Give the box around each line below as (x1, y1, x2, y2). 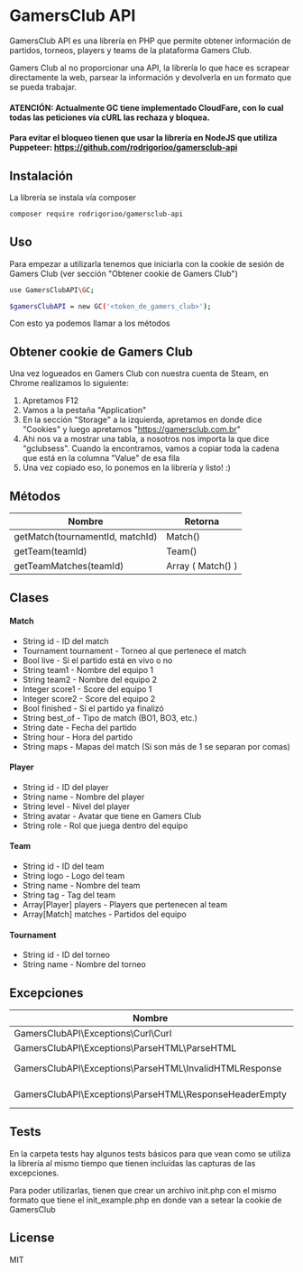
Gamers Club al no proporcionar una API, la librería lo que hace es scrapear (9, 62, 290, 73)
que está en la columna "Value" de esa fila (22, 453, 180, 464)
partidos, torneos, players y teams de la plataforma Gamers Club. (9, 44, 252, 55)
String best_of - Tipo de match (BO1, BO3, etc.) (22, 712, 198, 723)
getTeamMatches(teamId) (14, 560, 124, 572)
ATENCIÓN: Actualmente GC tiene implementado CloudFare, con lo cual (9, 102, 284, 113)
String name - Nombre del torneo (22, 959, 146, 970)
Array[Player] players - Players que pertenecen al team (22, 899, 228, 909)
